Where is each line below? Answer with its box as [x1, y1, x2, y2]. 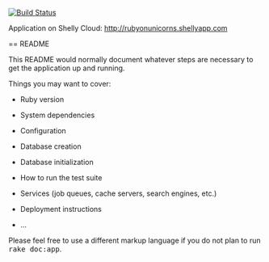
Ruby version [19, 95, 65, 104]
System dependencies [19, 110, 95, 120]
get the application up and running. [8, 63, 125, 73]
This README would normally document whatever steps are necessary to [8, 55, 254, 64]
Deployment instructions [19, 205, 103, 213]
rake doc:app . [8, 244, 62, 254]
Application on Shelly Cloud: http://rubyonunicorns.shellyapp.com [8, 23, 228, 32]
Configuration [19, 126, 66, 135]
